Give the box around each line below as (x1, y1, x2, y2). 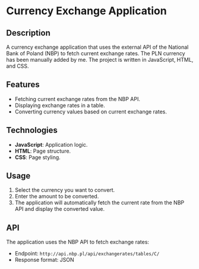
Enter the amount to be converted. (14, 193, 99, 200)
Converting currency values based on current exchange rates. (14, 108, 168, 115)
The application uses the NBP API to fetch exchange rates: (6, 239, 150, 246)
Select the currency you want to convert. (14, 186, 115, 194)
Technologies (6, 125, 58, 135)
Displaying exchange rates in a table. (14, 102, 105, 109)
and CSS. (6, 62, 29, 69)
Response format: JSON (14, 257, 74, 264)
